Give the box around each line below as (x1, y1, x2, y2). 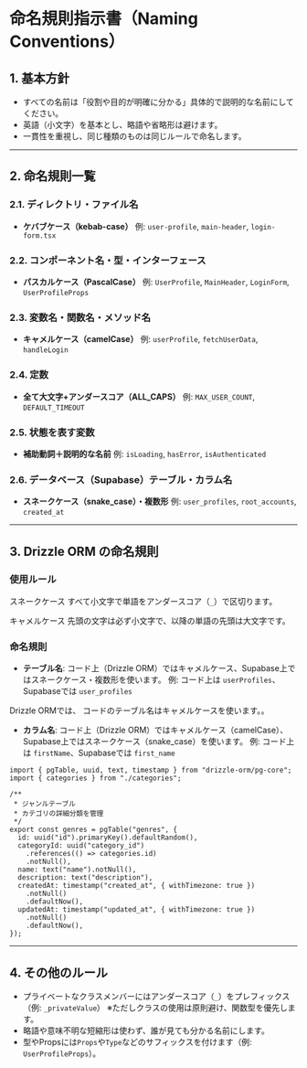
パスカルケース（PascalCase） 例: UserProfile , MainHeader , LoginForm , (22, 276, 290, 287)
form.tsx (22, 230, 57, 240)
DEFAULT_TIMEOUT (22, 403, 85, 412)
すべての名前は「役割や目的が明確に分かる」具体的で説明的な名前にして (22, 97, 294, 107)
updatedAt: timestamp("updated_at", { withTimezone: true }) (17, 905, 256, 914)
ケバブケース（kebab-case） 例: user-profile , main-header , (22, 220, 249, 231)
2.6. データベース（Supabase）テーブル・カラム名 (9, 473, 233, 486)
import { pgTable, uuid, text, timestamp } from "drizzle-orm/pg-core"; (9, 765, 292, 775)
